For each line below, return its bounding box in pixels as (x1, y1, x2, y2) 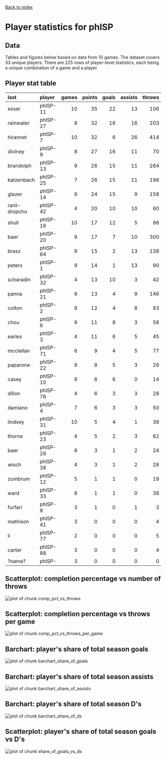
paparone (7, 361, 31, 368)
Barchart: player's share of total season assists (5, 672, 154, 681)
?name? (7, 557, 26, 564)
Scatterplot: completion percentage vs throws (5, 610, 151, 618)
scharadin (7, 276, 31, 283)
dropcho (7, 208, 28, 215)
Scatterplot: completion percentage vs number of (5, 574, 161, 583)
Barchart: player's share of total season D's (5, 700, 142, 708)
